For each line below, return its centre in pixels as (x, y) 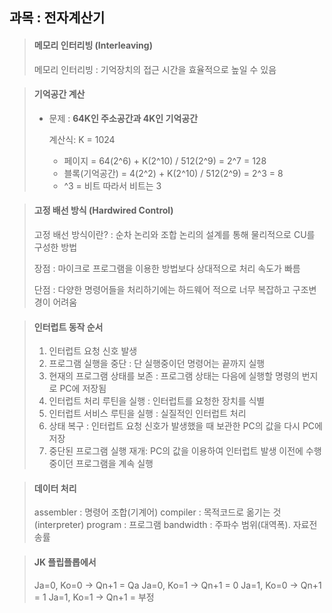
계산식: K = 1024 (82, 139)
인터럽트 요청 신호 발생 (93, 351)
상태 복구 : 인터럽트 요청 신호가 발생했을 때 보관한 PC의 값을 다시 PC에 (185, 426)
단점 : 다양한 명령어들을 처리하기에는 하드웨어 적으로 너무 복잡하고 (162, 289)
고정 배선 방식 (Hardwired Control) (103, 210)
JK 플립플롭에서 (65, 562)
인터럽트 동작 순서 (68, 327)
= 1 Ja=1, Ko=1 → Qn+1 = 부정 (94, 597)
